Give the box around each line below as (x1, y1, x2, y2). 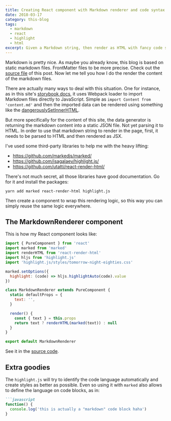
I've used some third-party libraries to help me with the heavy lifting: (5, 143, 149, 149)
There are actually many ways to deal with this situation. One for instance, (5, 85, 160, 92)
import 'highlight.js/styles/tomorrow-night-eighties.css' (5, 260, 133, 265)
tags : (5, 21, 17, 27)
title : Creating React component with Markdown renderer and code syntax (5, 7, 165, 13)
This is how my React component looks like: (5, 231, 98, 237)
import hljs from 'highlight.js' (5, 255, 76, 260)
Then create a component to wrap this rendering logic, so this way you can (5, 197, 163, 203)
